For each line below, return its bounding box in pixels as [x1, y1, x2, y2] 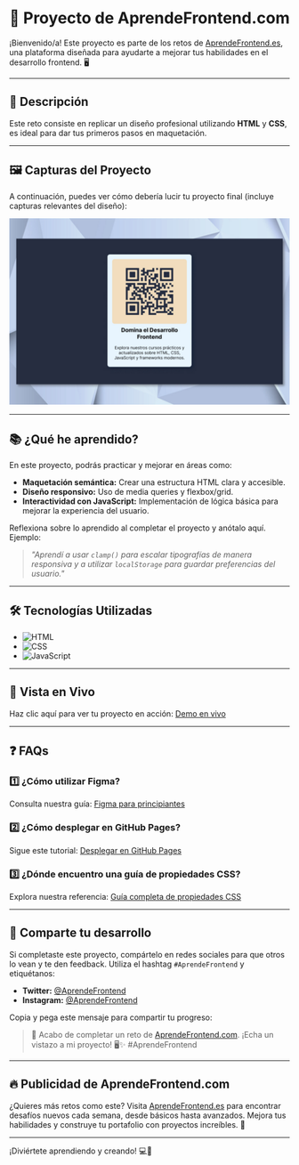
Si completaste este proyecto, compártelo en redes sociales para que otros [9, 949, 285, 959]
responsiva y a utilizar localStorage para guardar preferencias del [30, 559, 276, 570]
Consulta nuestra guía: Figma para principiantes [9, 798, 185, 809]
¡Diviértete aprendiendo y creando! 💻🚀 [9, 1145, 153, 1156]
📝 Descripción [9, 94, 89, 109]
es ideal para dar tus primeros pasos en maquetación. [9, 127, 207, 138]
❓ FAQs [9, 743, 49, 759]
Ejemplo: [9, 532, 42, 543]
